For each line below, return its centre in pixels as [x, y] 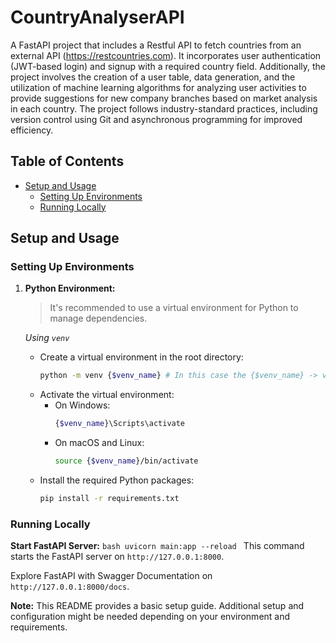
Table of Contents [67, 161]
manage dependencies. [98, 318]
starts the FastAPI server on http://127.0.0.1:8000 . [117, 557]
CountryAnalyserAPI [97, 17]
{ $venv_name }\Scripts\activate [120, 424]
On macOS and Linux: [99, 443]
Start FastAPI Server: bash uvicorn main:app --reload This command [157, 546]
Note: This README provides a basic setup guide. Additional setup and [157, 606]
